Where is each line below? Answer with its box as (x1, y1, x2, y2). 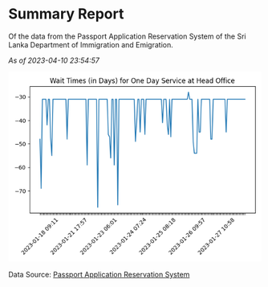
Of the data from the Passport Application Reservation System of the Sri (8, 31, 246, 41)
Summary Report (8, 5, 124, 23)
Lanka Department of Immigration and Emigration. (8, 39, 174, 49)
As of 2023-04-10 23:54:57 (8, 55, 100, 65)
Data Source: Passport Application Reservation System (8, 269, 190, 279)
